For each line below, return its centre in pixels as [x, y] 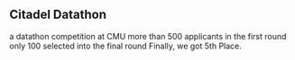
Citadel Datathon [58, 15]
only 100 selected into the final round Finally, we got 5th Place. [125, 46]
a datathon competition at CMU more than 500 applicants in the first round [148, 36]
